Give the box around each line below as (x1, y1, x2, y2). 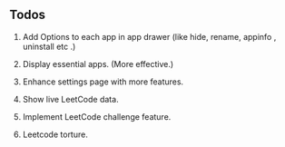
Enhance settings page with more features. (22, 76, 184, 87)
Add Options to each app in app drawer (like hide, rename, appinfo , (22, 31, 277, 42)
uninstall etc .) (22, 41, 76, 52)
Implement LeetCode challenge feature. (22, 111, 172, 122)
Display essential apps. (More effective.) (22, 58, 174, 69)
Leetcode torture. (22, 129, 88, 140)
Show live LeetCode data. (22, 93, 120, 104)
